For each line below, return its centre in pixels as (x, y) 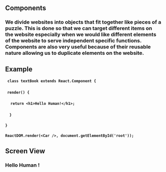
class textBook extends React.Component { (52, 81)
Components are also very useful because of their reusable (78, 47)
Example (19, 69)
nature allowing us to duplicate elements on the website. (75, 53)
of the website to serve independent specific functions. (73, 41)
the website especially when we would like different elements (81, 35)
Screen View (25, 151)
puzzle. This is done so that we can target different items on (79, 28)
